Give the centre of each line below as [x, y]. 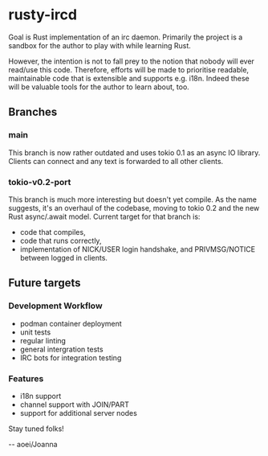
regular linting [43, 340]
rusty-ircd [43, 15]
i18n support [41, 396]
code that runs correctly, [61, 240]
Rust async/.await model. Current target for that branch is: [104, 216]
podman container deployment [71, 323]
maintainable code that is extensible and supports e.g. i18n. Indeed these [129, 78]
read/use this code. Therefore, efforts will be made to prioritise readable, [129, 69]
